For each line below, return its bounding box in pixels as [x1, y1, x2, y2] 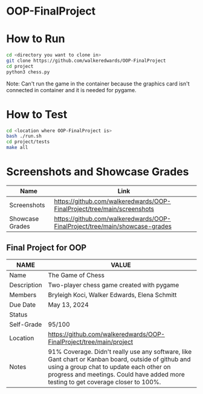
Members [9, 290, 37, 299]
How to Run [6, 32, 65, 46]
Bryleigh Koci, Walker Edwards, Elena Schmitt [48, 290, 177, 299]
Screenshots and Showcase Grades [6, 165, 189, 179]
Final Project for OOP [6, 242, 86, 253]
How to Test [6, 107, 68, 121]
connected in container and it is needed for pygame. [6, 86, 137, 93]
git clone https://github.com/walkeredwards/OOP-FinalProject [6, 58, 166, 64]
